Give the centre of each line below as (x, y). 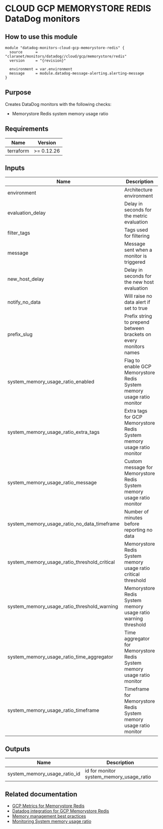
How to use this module (41, 37)
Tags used (136, 230)
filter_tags (19, 233)
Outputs (18, 749)
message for (139, 467)
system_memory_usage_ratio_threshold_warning (63, 606)
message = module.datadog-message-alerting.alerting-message (77, 73)
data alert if (137, 302)
